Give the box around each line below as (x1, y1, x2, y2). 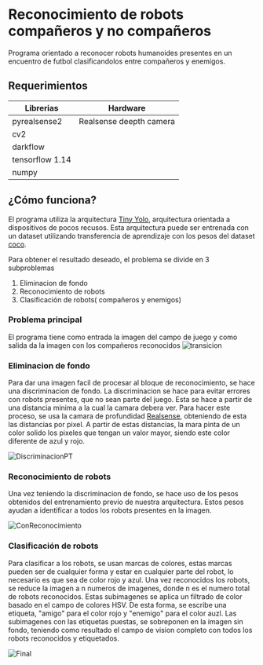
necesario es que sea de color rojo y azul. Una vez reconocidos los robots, (8, 575, 250, 584)
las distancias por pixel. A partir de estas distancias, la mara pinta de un (8, 420, 241, 429)
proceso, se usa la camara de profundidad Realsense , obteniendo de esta (8, 411, 247, 421)
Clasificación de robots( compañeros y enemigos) (19, 294, 182, 304)
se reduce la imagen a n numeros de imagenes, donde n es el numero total (8, 583, 250, 593)
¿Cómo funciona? (8, 194, 97, 207)
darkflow (12, 141, 46, 152)
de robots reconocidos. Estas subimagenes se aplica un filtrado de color (8, 591, 243, 601)
